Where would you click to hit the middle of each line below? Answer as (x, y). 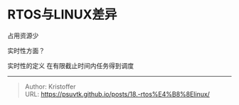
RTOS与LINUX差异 (62, 15)
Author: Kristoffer (50, 87)
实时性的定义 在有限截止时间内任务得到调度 (70, 65)
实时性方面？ (26, 50)
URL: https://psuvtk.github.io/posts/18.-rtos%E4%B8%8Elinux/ (117, 94)
